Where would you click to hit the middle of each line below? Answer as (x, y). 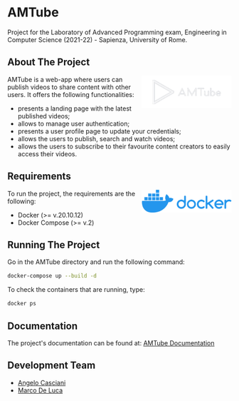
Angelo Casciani (42, 382)
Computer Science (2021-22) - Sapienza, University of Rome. (97, 39)
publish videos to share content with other (69, 87)
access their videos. (47, 153)
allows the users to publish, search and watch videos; (96, 138)
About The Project (49, 62)
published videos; (44, 116)
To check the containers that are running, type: (76, 290)
